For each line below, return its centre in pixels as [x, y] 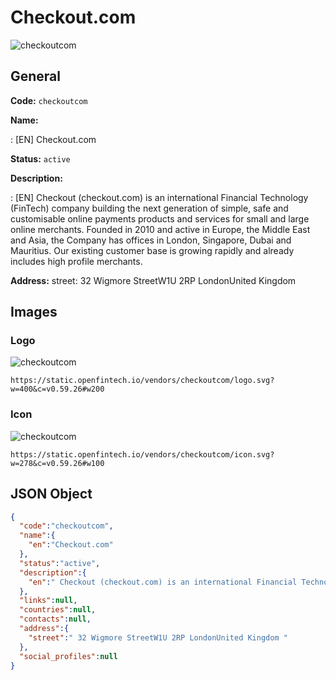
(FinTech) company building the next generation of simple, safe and [149, 208]
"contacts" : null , [55, 619]
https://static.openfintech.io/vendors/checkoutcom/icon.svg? [142, 454]
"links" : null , [48, 601]
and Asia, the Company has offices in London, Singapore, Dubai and [151, 240]
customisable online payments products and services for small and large [160, 218]
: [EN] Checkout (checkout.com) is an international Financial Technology [159, 197]
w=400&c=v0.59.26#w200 [57, 389]
